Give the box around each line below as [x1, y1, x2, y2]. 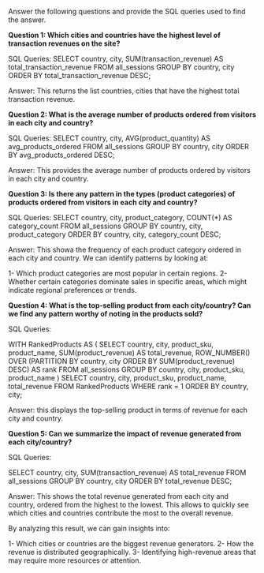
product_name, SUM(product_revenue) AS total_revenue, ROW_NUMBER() [8, 348, 251, 358]
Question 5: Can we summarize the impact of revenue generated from [8, 429, 242, 438]
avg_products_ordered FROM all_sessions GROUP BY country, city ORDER [8, 142, 250, 151]
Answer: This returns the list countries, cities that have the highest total [8, 86, 240, 95]
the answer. [8, 15, 46, 24]
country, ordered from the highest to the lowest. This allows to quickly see [8, 500, 250, 509]
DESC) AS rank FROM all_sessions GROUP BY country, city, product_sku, [8, 365, 246, 374]
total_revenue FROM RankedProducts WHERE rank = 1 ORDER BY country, [8, 382, 249, 391]
